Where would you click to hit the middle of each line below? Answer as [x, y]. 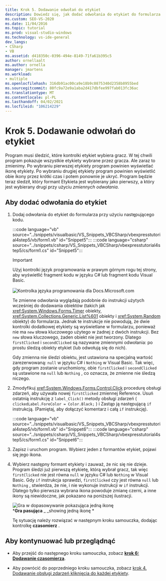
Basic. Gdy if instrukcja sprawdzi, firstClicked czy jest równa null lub [85, 480]
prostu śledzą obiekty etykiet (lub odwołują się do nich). [70, 348]
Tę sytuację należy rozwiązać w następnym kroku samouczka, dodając [85, 520]
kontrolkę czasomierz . [36, 525]
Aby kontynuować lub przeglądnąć [60, 541]
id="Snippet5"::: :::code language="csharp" [104, 240]
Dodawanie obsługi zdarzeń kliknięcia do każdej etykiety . [71, 573]
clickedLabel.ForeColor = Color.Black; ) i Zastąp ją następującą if [82, 404]
